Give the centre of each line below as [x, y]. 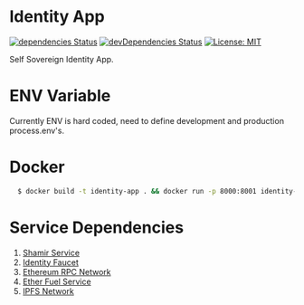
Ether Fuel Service [57, 281]
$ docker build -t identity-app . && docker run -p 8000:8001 [137, 191]
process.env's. [37, 130]
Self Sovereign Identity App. [62, 59]
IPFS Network [48, 291]
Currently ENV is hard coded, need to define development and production [147, 120]
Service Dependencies [96, 227]
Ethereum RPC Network [66, 272]
